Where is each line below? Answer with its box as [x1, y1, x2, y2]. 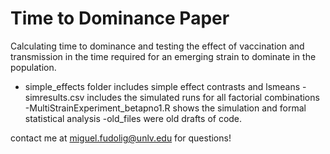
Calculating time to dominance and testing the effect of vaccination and [10, 40, 305, 52]
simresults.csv [24, 91, 85, 103]
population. [10, 61, 57, 73]
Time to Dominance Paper [10, 7, 230, 30]
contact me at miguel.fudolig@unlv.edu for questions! [10, 132, 232, 144]
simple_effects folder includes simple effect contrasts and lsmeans [24, 80, 301, 92]
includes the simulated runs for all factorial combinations [86, 91, 320, 103]
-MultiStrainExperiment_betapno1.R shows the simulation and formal [24, 102, 307, 114]
